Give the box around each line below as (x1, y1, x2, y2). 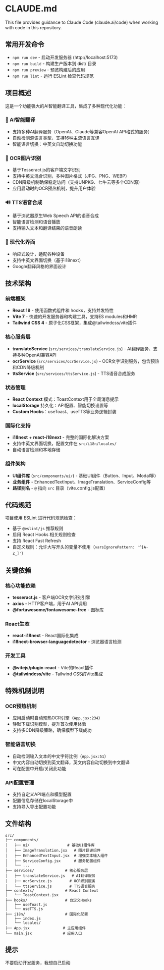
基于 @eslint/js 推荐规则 (12, 526, 63, 532)
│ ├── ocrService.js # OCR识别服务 (5, 878, 96, 883)
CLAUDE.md (5, 3, 57, 14)
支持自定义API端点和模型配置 (12, 791, 72, 797)
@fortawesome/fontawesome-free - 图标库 (12, 607, 104, 613)
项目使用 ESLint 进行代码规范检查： (5, 515, 77, 521)
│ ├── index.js (5, 916, 41, 921)
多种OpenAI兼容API (16, 352, 57, 358)
